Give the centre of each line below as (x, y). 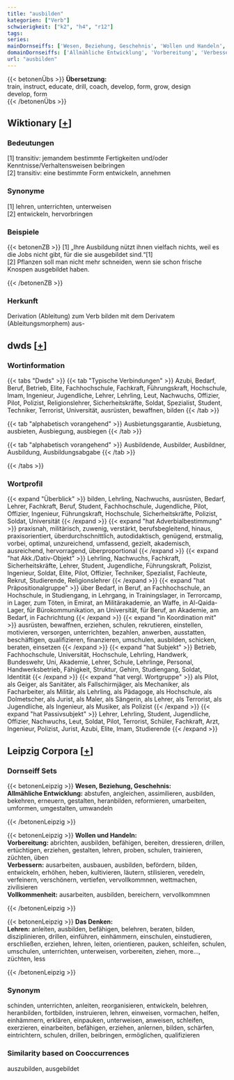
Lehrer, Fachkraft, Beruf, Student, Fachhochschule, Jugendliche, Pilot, (108, 506)
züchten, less (26, 959)
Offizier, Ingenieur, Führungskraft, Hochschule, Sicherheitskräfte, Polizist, (112, 514)
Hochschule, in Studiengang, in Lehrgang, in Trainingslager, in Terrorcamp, (115, 596)
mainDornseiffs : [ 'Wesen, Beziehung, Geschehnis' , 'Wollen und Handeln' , (117, 46)
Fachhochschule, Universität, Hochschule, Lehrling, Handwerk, (98, 655)
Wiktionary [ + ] (39, 123)
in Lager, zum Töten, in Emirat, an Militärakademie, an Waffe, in (97, 603)
